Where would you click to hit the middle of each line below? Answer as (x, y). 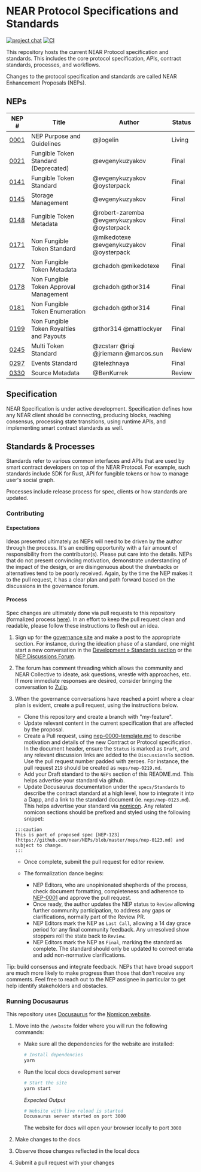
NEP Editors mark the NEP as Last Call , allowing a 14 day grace (112, 923)
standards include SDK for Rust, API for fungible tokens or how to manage (98, 474)
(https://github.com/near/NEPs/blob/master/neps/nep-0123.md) (94, 840)
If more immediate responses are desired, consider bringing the (93, 680)
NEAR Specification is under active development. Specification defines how (99, 408)
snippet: (34, 818)
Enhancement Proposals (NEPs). (46, 83)
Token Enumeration (58, 311)
